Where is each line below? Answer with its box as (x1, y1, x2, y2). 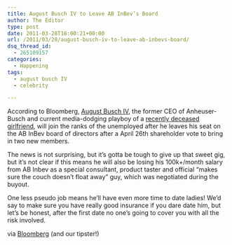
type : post (7, 23, 39, 30)
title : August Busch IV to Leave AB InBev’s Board (7, 10, 158, 17)
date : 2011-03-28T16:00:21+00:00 (7, 29, 105, 37)
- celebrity (13, 82, 49, 89)
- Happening (13, 62, 49, 69)
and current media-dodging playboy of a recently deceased (27, 115, 200, 123)
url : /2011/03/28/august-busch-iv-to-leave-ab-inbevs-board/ (7, 36, 190, 43)
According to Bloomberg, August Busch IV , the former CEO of (7, 107, 185, 115)
